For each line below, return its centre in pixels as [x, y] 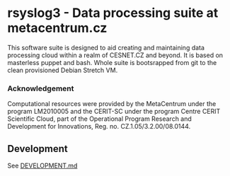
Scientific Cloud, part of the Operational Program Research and [100, 119]
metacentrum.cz [57, 28]
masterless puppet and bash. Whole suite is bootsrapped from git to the [112, 62]
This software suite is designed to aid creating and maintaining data [106, 47]
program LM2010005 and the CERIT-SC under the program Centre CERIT [114, 112]
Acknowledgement [41, 88]
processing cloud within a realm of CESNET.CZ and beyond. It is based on [115, 55]
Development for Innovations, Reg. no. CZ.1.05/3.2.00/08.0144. [99, 127]
